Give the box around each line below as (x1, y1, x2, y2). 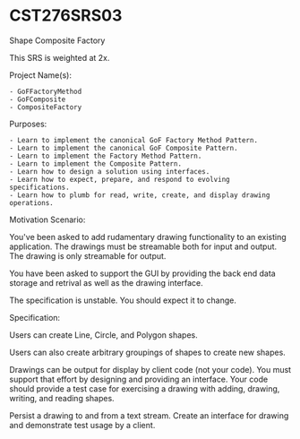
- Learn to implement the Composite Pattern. (9, 159, 182, 168)
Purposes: (9, 118, 47, 129)
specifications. (9, 183, 70, 192)
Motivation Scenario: (9, 214, 86, 225)
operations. (9, 198, 54, 207)
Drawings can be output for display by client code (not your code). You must (9, 364, 292, 374)
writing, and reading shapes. (9, 392, 115, 403)
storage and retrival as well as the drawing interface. (9, 277, 203, 288)
